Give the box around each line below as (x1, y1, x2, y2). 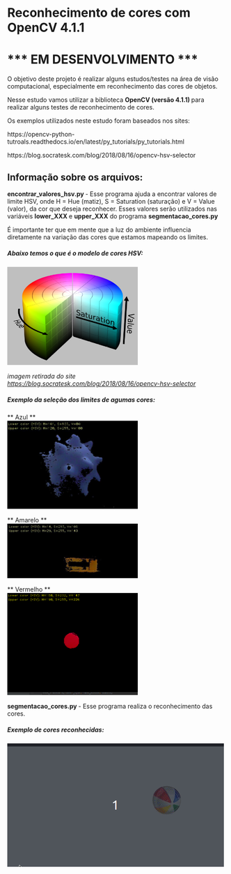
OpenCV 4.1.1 (7, 20, 85, 36)
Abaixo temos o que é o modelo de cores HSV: (7, 249, 143, 257)
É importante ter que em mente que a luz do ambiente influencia (7, 225, 191, 234)
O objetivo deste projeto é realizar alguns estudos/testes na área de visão (7, 75, 219, 83)
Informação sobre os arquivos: (7, 171, 143, 183)
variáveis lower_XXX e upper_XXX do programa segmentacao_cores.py (7, 211, 218, 220)
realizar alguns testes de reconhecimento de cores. (7, 103, 154, 112)
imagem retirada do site (7, 372, 77, 380)
